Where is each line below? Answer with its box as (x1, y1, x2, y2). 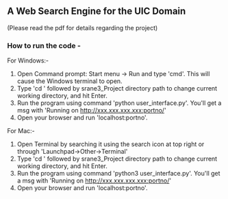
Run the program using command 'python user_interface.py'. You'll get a (16, 99, 222, 107)
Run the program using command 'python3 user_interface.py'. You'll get (16, 169, 220, 178)
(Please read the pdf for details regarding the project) (7, 23, 158, 32)
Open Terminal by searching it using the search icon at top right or (16, 140, 205, 148)
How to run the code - (7, 40, 81, 50)
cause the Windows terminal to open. (16, 77, 123, 85)
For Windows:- (7, 56, 49, 65)
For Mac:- (7, 127, 36, 135)
